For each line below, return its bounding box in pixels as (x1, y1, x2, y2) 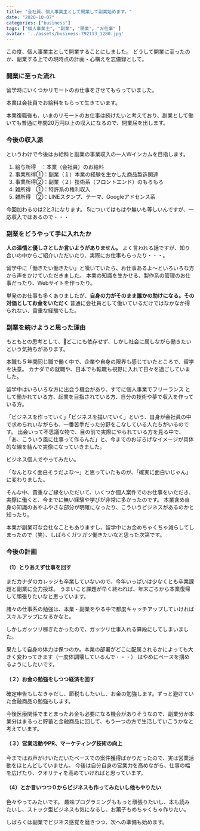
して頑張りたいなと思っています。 (6, 593, 90, 600)
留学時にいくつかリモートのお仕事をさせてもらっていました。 (6, 87, 158, 94)
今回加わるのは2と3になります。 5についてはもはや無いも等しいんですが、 (6, 205, 189, 213)
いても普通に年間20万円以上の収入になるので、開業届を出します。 (6, 119, 169, 127)
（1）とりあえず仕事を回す (6, 564, 72, 571)
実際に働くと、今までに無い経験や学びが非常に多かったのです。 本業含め (6, 496, 185, 503)
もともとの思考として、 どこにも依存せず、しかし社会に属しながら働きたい (6, 338, 192, 345)
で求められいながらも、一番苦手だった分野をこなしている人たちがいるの (6, 421, 184, 428)
